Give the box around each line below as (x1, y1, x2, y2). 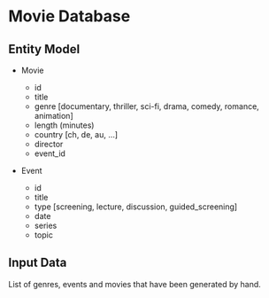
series (34, 220, 58, 231)
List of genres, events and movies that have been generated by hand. (8, 278, 262, 289)
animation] (34, 111, 73, 121)
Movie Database (8, 6, 131, 27)
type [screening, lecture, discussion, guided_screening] (34, 201, 238, 212)
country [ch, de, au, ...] (34, 129, 119, 139)
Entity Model (8, 42, 81, 57)
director (34, 139, 64, 149)
